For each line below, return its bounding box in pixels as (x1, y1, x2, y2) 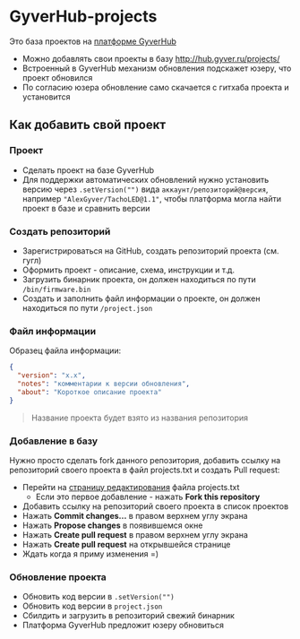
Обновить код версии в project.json (21, 600, 163, 611)
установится (21, 91, 71, 102)
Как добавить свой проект (9, 117, 167, 133)
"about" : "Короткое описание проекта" (17, 387, 163, 396)
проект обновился (21, 72, 93, 82)
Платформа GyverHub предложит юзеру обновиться (21, 620, 224, 631)
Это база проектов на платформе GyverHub (9, 36, 176, 47)
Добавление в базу (9, 435, 99, 447)
